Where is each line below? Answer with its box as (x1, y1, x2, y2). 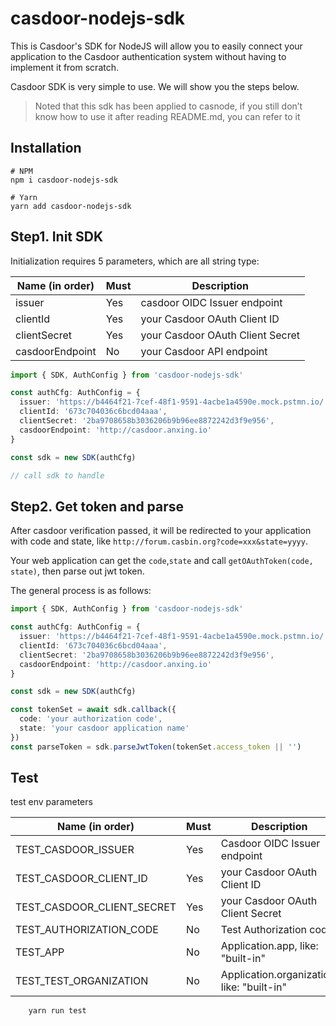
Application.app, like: (220, 939, 319, 953)
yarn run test (28, 1006, 87, 1016)
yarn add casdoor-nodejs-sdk (10, 201, 132, 211)
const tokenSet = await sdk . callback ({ (10, 705, 177, 715)
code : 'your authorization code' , (19, 714, 163, 724)
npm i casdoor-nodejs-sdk (10, 175, 118, 185)
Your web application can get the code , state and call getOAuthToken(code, (10, 555, 314, 567)
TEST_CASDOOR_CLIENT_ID (15, 872, 148, 886)
